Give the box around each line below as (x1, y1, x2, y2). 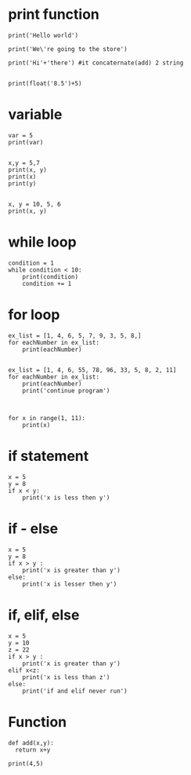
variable (8, 106, 63, 123)
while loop (8, 233, 77, 251)
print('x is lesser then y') (22, 579, 117, 588)
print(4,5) (8, 759, 44, 767)
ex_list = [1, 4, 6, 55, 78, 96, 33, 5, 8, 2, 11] (8, 366, 177, 374)
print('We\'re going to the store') (8, 45, 128, 53)
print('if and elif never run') (22, 687, 128, 695)
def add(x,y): (8, 739, 55, 747)
